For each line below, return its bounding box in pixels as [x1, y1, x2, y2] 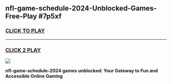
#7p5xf [38, 12, 62, 21]
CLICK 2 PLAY [5, 46, 41, 53]
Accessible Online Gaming [5, 73, 63, 79]
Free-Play [5, 12, 37, 21]
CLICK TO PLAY [5, 27, 45, 35]
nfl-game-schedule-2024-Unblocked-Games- [5, 4, 157, 13]
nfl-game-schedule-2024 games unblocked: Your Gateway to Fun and [5, 67, 158, 73]
